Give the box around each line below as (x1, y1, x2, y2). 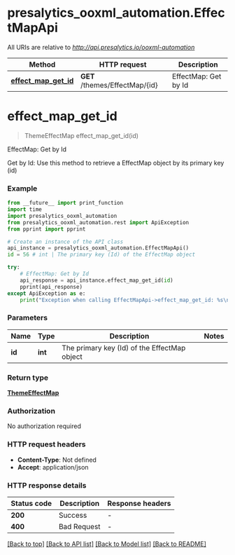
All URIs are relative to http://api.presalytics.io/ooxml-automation (7, 43, 195, 51)
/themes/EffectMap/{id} (80, 80, 159, 90)
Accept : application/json (17, 463, 89, 471)
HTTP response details (7, 480, 87, 490)
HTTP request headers (7, 439, 86, 449)
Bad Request (58, 521, 101, 531)
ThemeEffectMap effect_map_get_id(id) (24, 131, 138, 139)
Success (58, 510, 87, 520)
